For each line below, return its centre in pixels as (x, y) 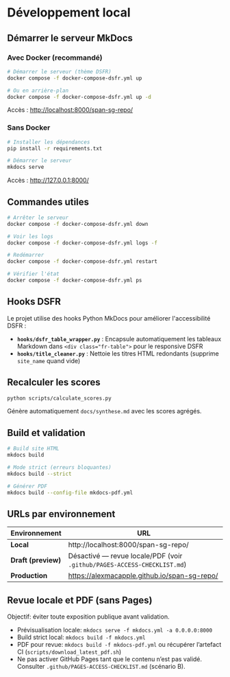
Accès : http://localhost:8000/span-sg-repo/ (70, 110)
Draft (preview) (36, 560)
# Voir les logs (30, 236)
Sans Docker (29, 128)
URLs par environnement (61, 514)
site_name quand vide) (49, 360)
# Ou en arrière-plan (38, 91)
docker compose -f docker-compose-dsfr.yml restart (82, 262)
